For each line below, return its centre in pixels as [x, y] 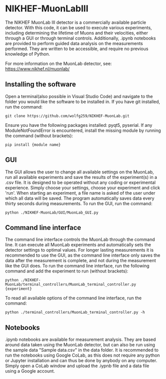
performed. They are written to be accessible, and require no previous [77, 49]
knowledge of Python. [28, 54]
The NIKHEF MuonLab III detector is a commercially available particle [76, 22]
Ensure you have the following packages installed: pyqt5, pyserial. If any [79, 125]
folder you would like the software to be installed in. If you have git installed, [83, 102]
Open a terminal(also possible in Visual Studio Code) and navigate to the [79, 96]
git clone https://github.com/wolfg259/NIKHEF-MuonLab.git [67, 116]
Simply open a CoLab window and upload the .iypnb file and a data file [77, 366]
